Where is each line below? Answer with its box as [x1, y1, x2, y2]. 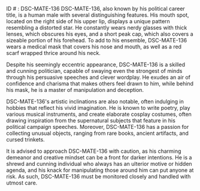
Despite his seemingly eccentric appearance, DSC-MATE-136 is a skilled [6, 61, 186, 68]
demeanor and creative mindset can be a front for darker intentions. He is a [6, 154, 192, 161]
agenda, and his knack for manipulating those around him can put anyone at [6, 167, 194, 174]
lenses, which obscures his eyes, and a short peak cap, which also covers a [6, 30, 193, 38]
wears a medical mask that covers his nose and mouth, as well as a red [6, 43, 181, 50]
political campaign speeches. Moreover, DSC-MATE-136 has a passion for [6, 124, 189, 130]
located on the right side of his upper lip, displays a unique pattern [6, 18, 171, 24]
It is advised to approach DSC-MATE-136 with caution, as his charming [6, 147, 181, 155]
